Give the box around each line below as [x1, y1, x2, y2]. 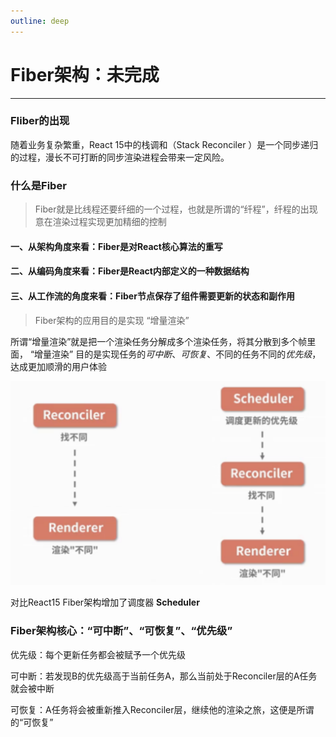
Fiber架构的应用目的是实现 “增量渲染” [34, 314, 190, 326]
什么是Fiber [10, 178, 67, 192]
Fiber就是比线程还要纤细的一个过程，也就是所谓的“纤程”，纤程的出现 [34, 203, 318, 215]
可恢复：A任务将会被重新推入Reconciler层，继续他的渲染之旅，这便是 [10, 703, 297, 715]
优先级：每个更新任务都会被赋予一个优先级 [10, 648, 186, 660]
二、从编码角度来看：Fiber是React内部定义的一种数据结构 [10, 265, 250, 277]
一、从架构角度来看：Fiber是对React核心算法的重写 [10, 240, 223, 252]
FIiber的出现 [10, 114, 70, 128]
